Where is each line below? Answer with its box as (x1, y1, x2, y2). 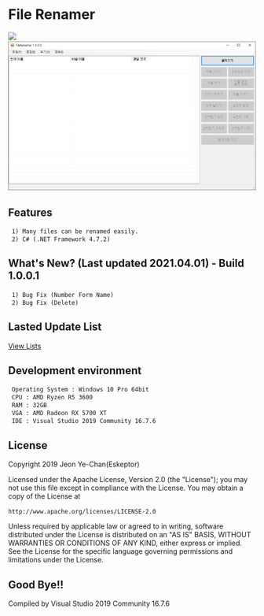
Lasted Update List (8, 321, 102, 334)
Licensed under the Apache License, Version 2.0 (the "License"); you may (8, 475, 248, 484)
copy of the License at (8, 492, 81, 501)
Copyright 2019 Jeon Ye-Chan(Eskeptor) (8, 459, 140, 469)
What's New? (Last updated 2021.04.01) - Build (8, 257, 245, 270)
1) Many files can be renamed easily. (11, 227, 139, 236)
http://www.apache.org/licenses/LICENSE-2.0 (8, 508, 156, 516)
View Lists (8, 341, 42, 351)
